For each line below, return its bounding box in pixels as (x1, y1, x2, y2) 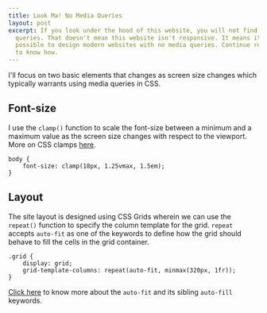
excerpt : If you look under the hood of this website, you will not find (8, 26, 258, 34)
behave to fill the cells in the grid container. (8, 237, 149, 246)
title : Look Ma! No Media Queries (8, 11, 123, 20)
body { (8, 155, 30, 163)
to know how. (15, 48, 59, 56)
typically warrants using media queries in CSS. (8, 79, 161, 88)
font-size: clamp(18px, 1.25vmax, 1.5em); (22, 162, 165, 170)
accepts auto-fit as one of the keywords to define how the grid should (8, 228, 242, 238)
